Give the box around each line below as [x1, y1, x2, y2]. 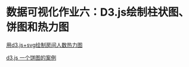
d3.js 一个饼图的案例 [6, 54, 57, 61]
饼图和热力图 [6, 20, 70, 34]
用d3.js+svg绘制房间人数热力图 [6, 41, 83, 48]
